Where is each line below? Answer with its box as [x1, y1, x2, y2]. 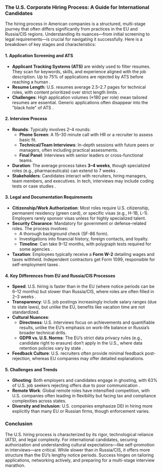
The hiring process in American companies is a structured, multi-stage [5, 21, 146, 27]
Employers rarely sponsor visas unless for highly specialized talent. [12, 215, 147, 221]
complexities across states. [12, 398, 67, 404]
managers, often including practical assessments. [19, 147, 118, 153]
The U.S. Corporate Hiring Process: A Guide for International [5, 4, 149, 11]
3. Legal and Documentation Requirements [5, 194, 93, 200]
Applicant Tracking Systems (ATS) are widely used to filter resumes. [12, 63, 151, 69]
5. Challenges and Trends [5, 366, 58, 372]
